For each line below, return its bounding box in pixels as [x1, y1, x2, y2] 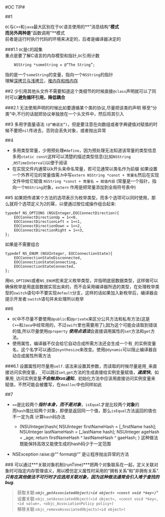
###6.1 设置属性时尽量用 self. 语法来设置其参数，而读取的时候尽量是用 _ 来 [5, 363, 153, 369]
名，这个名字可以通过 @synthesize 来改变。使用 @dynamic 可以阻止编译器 [12, 347, 153, 353]
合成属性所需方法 [16, 353, 51, 358]
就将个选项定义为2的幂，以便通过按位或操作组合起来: [9, 201, 117, 207]
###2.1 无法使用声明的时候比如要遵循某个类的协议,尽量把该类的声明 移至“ [5, 105, 153, 110]
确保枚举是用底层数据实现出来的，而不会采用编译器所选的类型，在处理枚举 [5, 284, 155, 289]
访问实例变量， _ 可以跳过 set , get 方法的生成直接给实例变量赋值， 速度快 [9, 369, 151, 375]
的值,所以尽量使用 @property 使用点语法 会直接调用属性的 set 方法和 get [12, 328, 151, 334]
